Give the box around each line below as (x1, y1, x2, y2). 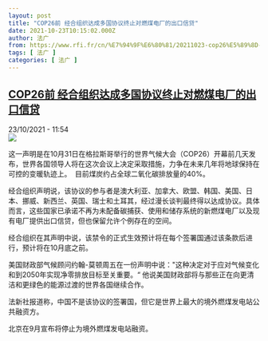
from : (8, 42, 26, 50)
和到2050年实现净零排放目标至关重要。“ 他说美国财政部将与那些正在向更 (8, 269, 247, 280)
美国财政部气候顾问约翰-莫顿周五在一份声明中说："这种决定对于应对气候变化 (8, 260, 259, 269)
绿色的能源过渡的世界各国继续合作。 (29, 280, 148, 289)
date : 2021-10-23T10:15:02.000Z (8, 26, 116, 34)
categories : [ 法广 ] (8, 57, 78, 65)
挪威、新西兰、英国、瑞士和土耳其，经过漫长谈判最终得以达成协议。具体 (22, 196, 260, 205)
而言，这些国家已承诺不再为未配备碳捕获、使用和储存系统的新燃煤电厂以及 (8, 205, 253, 216)
